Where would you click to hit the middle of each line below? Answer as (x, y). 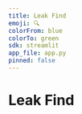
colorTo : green (34, 38)
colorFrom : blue (35, 31)
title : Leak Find (37, 16)
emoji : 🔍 (24, 23)
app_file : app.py (37, 53)
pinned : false (32, 61)
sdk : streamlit (34, 46)
